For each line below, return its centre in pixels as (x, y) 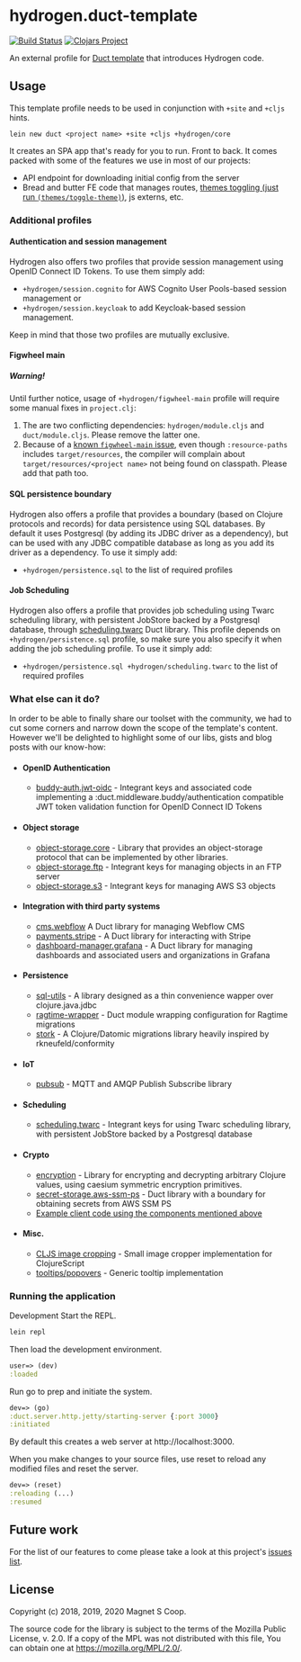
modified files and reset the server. (74, 1469)
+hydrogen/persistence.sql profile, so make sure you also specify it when (146, 639)
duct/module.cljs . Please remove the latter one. (111, 435)
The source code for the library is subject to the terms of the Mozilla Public (148, 1629)
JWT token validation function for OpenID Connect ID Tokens (149, 807)
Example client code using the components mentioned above (149, 1213)
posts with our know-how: (58, 747)
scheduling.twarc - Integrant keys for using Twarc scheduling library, (164, 1125)
